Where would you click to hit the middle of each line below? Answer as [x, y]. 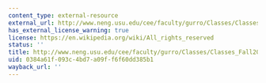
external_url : [32, 23]
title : [19, 52]
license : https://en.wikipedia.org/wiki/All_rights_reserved [111, 38]
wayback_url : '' [35, 67]
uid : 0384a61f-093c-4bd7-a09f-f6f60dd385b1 [81, 60]
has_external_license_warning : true [68, 30]
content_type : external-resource [63, 15]
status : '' [26, 45]
